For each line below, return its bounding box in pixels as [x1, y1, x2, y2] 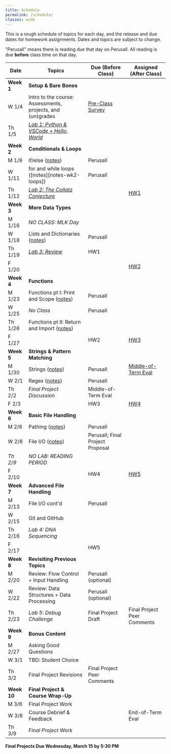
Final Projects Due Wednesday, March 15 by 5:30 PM [5, 743, 119, 749]
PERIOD [28, 459, 47, 466]
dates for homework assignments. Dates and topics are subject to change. [5, 36, 161, 42]
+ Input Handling [28, 577, 69, 584]
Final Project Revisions [28, 671, 83, 678]
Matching [28, 354, 52, 361]
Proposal [88, 444, 109, 451]
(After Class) [130, 70, 162, 77]
